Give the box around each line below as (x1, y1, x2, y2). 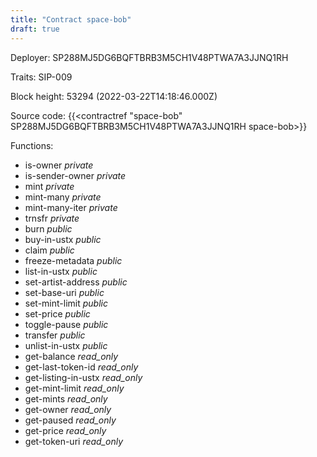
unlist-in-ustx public (24, 339, 108, 351)
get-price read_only (24, 424, 107, 436)
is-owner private (24, 159, 94, 171)
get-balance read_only (24, 350, 119, 362)
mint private (24, 180, 75, 192)
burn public (24, 222, 73, 235)
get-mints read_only (24, 392, 108, 405)
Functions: (10, 139, 54, 151)
